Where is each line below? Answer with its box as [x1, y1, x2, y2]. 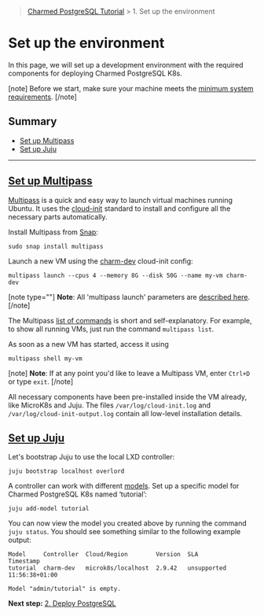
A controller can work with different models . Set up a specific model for [8, 481, 240, 491]
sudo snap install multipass [8, 242, 104, 250]
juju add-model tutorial [8, 505, 90, 513]
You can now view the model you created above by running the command [8, 518, 247, 528]
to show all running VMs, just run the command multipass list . [8, 324, 214, 334]
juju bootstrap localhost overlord [8, 467, 125, 475]
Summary [8, 115, 57, 128]
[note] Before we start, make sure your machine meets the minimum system [8, 83, 254, 93]
